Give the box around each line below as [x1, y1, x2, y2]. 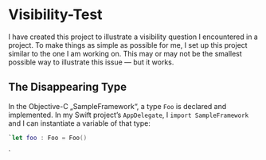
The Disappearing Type [8, 80, 127, 94]
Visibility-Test [8, 6, 103, 24]
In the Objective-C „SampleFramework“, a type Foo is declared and [8, 101, 227, 111]
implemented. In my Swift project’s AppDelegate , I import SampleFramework [8, 110, 249, 119]
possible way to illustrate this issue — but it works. [8, 57, 174, 67]
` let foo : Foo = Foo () [8, 134, 88, 142]
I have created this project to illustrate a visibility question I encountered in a [8, 32, 259, 41]
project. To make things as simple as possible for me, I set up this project [8, 40, 248, 49]
